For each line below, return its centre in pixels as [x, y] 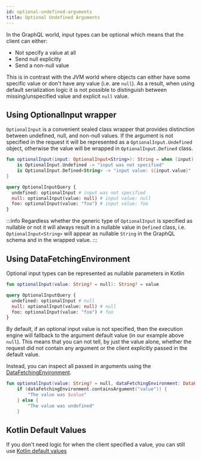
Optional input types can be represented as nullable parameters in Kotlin [95, 273]
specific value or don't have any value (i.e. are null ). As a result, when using [100, 83]
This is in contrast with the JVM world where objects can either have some [98, 77]
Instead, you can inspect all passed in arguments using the [79, 366]
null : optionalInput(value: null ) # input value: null [81, 198]
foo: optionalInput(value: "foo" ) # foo [63, 312]
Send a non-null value [42, 65]
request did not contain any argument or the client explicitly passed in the [97, 348]
